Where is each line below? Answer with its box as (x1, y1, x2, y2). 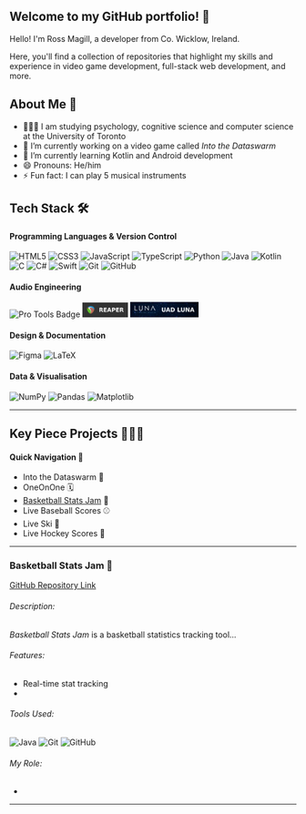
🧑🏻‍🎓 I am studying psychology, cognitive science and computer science (22, 120, 294, 132)
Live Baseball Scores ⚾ (22, 505, 111, 516)
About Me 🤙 (9, 97, 77, 112)
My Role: (9, 758, 43, 768)
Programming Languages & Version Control (9, 230, 178, 241)
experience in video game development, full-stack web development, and (9, 60, 286, 71)
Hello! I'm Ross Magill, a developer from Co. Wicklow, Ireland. (9, 33, 240, 44)
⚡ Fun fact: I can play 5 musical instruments (22, 169, 187, 180)
